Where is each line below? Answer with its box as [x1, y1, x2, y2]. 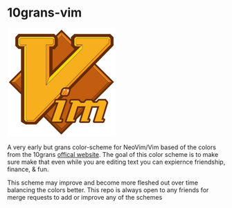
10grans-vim [7, 5, 82, 21]
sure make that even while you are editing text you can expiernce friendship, [7, 158, 226, 166]
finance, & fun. [7, 164, 49, 173]
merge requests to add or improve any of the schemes [7, 193, 163, 201]
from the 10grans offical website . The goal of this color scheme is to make [7, 150, 219, 158]
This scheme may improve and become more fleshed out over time [7, 178, 199, 187]
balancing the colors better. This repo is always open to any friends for [7, 185, 209, 194]
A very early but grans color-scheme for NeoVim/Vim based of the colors [7, 143, 217, 151]
